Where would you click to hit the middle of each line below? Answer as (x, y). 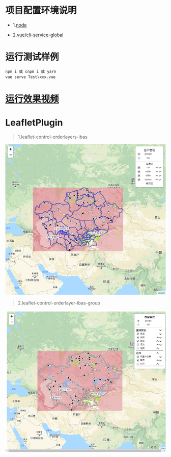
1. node (20, 25)
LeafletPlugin (34, 122)
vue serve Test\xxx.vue (31, 77)
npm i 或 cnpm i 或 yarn (31, 71)
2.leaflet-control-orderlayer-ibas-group (59, 303)
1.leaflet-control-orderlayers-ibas (52, 137)
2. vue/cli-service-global (38, 35)
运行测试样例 (32, 57)
